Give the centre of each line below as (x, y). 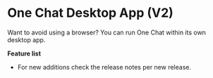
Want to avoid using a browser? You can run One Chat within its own (107, 32)
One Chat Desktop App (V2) (91, 13)
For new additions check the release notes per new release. (104, 67)
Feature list (24, 53)
